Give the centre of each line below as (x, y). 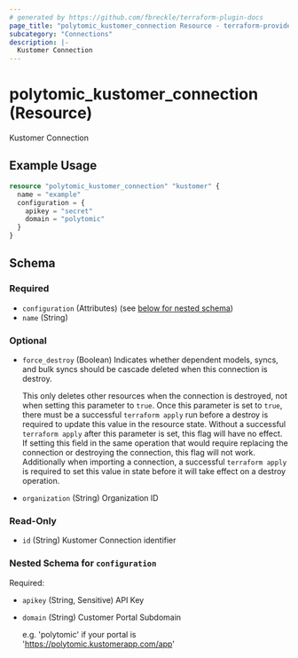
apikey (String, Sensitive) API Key (83, 599)
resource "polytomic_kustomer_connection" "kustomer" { (114, 186)
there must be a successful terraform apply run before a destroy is (145, 415)
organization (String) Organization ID (90, 497)
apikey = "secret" (59, 211)
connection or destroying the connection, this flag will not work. (138, 452)
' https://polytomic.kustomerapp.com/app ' (98, 644)
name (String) (45, 317)
